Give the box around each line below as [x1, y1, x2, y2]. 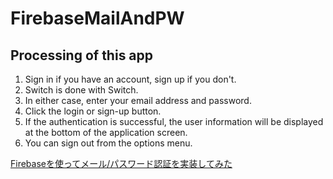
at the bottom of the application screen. [24, 127, 188, 138]
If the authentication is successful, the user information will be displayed [24, 116, 324, 127]
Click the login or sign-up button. [24, 105, 162, 117]
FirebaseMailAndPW [10, 7, 185, 30]
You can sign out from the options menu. [24, 137, 193, 149]
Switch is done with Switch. [24, 84, 139, 96]
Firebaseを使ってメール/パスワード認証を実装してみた [10, 158, 233, 169]
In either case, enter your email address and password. [24, 95, 252, 106]
